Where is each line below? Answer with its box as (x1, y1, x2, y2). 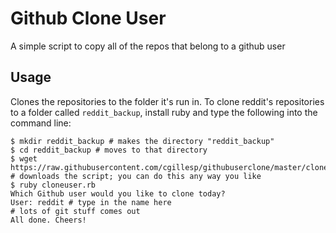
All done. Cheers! (10, 215, 87, 225)
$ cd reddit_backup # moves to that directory (10, 145, 208, 155)
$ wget (10, 153, 38, 164)
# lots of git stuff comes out (10, 206, 141, 216)
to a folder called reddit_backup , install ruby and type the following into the (10, 106, 318, 118)
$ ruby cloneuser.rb (10, 180, 97, 190)
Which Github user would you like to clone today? (10, 188, 226, 199)
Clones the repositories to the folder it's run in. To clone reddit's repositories (10, 95, 325, 107)
